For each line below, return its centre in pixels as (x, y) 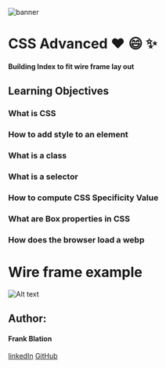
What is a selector (43, 177)
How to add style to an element (69, 135)
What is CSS (32, 114)
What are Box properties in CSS (69, 218)
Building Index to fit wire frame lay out (71, 66)
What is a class (38, 155)
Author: (27, 318)
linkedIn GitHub (33, 356)
